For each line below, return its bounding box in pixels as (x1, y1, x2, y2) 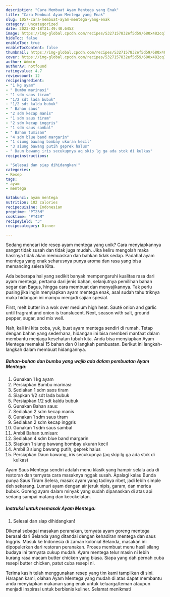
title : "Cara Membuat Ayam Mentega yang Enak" (6, 12, 105, 17)
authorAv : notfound (6, 64, 47, 69)
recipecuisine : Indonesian (6, 205, 63, 210)
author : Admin (6, 59, 36, 64)
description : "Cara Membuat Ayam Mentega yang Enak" (6, 7, 119, 13)
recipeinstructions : (6, 153, 49, 158)
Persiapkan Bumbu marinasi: (13, 382, 73, 388)
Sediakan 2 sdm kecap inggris (13, 419, 76, 425)
